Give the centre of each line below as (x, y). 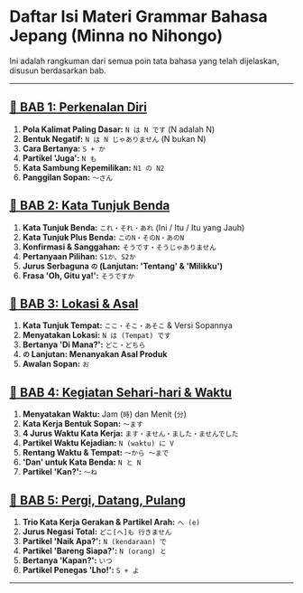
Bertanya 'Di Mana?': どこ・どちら (84, 344)
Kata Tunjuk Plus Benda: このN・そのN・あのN (103, 237)
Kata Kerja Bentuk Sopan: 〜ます (83, 424)
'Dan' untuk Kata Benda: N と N (82, 462)
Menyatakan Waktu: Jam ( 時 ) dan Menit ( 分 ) (104, 414)
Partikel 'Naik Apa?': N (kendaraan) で (94, 541)
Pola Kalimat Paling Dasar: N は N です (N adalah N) (119, 129)
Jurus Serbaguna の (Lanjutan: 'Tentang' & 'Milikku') (123, 266)
